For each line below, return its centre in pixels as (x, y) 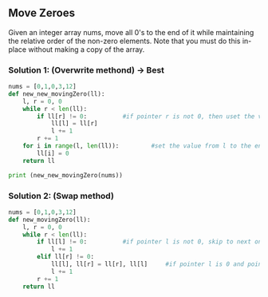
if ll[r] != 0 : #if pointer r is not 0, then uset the (146, 116)
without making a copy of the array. (86, 49)
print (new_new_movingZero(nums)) (66, 175)
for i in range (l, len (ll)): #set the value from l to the (137, 146)
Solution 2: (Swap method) (61, 196)
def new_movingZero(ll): (49, 220)
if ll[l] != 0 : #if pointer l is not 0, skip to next (144, 242)
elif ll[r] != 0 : (65, 257)
